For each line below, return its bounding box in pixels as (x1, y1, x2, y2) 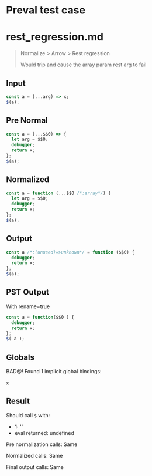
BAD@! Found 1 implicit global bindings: (6, 368, 102, 374)
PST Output (6, 287, 50, 297)
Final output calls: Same (6, 463, 64, 470)
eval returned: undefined (14, 429, 75, 436)
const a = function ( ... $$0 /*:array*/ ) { (6, 190, 111, 196)
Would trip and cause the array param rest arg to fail (20, 61, 147, 68)
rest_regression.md (6, 31, 104, 44)
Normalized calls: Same (6, 452, 63, 459)
